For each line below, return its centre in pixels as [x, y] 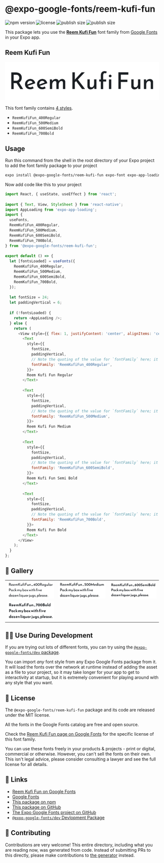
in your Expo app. [23, 37]
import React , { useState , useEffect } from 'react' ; [61, 194]
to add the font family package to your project [51, 166]
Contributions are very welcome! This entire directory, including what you [79, 845]
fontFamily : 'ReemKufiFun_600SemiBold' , [73, 468]
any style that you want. [29, 683]
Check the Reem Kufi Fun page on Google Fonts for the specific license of [80, 734]
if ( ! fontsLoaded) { [30, 313]
